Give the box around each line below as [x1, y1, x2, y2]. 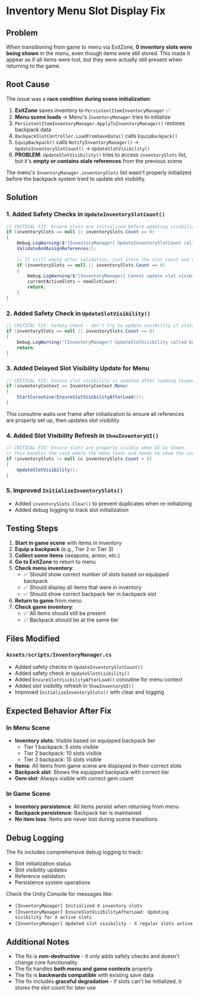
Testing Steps [6, 523, 59, 534]
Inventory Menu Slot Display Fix [6, 4, 166, 18]
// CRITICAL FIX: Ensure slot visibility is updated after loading [6, 377, 176, 383]
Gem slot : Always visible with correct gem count [14, 775, 134, 782]
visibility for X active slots [14, 914, 92, 921]
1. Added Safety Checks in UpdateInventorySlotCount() [6, 210, 165, 219]
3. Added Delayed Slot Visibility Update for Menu [6, 364, 150, 373]
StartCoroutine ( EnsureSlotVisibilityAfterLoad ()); [17, 394, 145, 401]
